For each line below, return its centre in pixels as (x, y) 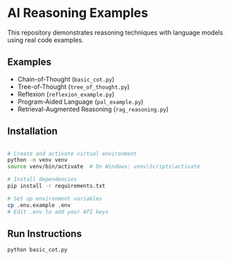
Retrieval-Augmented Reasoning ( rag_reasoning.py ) (93, 109)
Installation (32, 131)
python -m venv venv (38, 160)
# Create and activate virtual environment (72, 154)
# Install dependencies (42, 180)
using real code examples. (46, 39)
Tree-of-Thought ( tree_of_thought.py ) (73, 87)
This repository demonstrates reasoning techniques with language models (115, 32)
